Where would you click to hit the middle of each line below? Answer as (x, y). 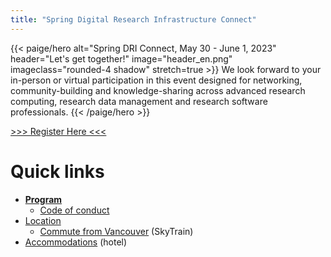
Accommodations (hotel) (76, 242)
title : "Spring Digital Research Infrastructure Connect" (133, 19)
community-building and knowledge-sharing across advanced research (158, 90)
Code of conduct (74, 210)
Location (43, 220)
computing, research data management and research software (139, 101)
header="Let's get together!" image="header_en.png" (121, 58)
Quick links (57, 171)
